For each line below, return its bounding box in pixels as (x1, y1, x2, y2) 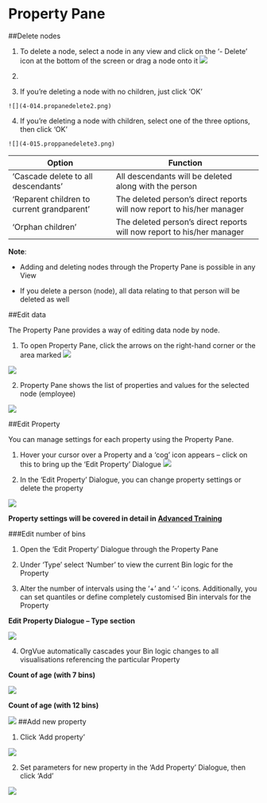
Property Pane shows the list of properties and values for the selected (19, 380, 250, 390)
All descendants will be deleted (115, 170, 233, 181)
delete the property (19, 483, 83, 493)
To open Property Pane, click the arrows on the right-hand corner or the (19, 340, 256, 350)
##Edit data (8, 309, 46, 319)
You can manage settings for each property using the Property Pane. (8, 434, 234, 444)
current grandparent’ (12, 204, 90, 215)
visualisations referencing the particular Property (19, 654, 180, 664)
